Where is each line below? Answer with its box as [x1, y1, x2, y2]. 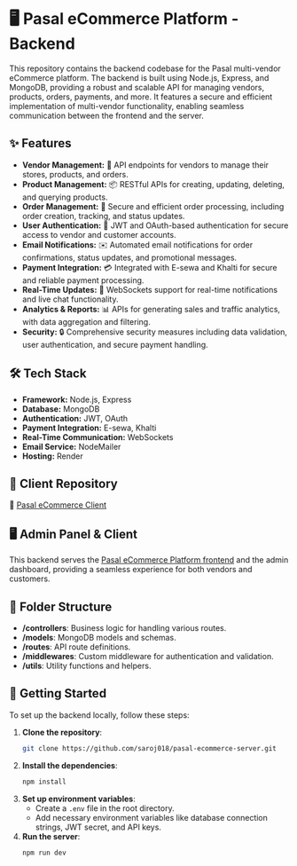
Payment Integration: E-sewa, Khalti [21, 422, 157, 433]
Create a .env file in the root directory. [35, 802, 175, 814]
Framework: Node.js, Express [21, 394, 132, 405]
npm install [21, 777, 66, 786]
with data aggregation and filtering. [21, 316, 151, 327]
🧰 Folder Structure [9, 599, 113, 614]
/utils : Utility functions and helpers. [21, 660, 152, 671]
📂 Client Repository [9, 476, 118, 491]
